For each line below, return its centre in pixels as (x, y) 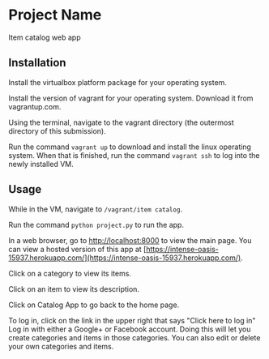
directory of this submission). (58, 130)
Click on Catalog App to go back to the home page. (94, 305)
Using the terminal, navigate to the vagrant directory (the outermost (122, 122)
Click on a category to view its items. (70, 273)
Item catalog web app (45, 37)
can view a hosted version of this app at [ (77, 249)
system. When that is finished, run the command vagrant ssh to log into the (134, 155)
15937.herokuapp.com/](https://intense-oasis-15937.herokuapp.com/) (125, 258)
